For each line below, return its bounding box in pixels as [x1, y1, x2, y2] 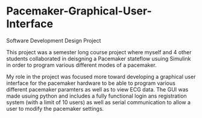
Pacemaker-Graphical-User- [6, 4, 152, 18]
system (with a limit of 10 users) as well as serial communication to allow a [6, 98, 191, 106]
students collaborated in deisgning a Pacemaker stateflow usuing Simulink [6, 55, 191, 62]
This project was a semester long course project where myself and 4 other [6, 48, 192, 55]
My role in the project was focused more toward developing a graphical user [6, 73, 196, 80]
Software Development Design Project [6, 37, 101, 44]
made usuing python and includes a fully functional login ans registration [6, 92, 187, 99]
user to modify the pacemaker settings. [6, 105, 104, 112]
